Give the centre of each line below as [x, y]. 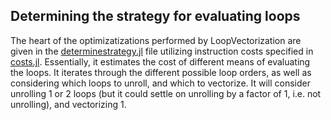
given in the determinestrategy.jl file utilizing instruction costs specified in [162, 51]
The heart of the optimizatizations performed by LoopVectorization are [156, 40]
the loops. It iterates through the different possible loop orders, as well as [161, 72]
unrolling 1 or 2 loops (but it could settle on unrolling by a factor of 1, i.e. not [166, 93]
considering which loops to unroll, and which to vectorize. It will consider [161, 83]
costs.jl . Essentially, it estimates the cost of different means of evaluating [160, 61]
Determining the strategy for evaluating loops [155, 16]
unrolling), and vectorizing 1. [68, 104]
